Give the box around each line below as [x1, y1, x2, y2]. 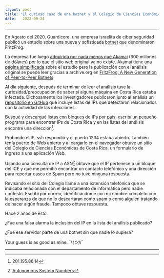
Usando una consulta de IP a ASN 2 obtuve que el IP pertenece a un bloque [5, 160, 156, 166]
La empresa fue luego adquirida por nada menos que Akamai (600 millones [5, 54, 157, 60]
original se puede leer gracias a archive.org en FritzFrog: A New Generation [5, 69, 157, 75]
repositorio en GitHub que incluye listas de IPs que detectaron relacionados [5, 99, 157, 105]
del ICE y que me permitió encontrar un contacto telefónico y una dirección [5, 166, 156, 171]
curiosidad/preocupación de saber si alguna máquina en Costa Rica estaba [5, 89, 156, 95]
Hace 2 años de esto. [5, 210, 48, 216]
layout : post [5, 7, 32, 12]
